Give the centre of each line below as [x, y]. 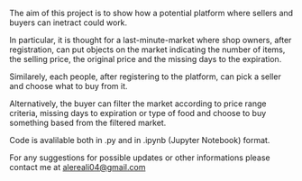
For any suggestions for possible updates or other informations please [140, 158]
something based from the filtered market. [88, 122]
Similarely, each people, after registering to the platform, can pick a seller [145, 77]
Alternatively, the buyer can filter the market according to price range [138, 104]
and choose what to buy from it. [69, 86]
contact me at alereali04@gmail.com [78, 167]
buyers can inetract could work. [69, 23]
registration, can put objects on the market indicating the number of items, [147, 50]
